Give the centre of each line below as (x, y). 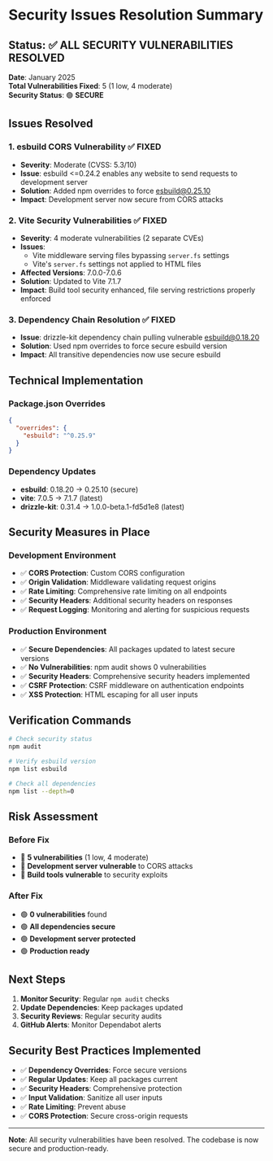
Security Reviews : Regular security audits (91, 1016)
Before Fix (29, 840)
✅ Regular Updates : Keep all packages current (99, 1080)
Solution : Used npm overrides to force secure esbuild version (123, 346)
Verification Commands (70, 721)
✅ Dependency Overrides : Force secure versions (104, 1070)
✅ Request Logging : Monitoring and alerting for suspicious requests (135, 610)
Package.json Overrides (57, 403)
